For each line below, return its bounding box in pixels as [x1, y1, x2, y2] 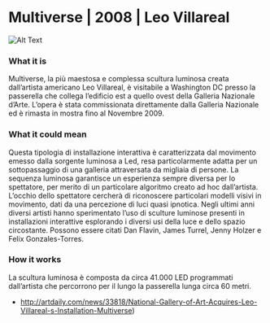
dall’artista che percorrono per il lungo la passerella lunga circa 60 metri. [8, 281, 252, 290]
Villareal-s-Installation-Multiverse [20, 305, 133, 315]
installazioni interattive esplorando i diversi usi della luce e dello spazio [8, 216, 246, 226]
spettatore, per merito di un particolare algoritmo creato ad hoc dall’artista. [8, 181, 259, 191]
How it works [8, 254, 62, 265]
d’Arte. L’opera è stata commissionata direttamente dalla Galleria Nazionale [8, 100, 259, 110]
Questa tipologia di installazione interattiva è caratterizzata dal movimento [8, 147, 256, 157]
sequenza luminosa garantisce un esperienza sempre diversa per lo [8, 173, 236, 183]
